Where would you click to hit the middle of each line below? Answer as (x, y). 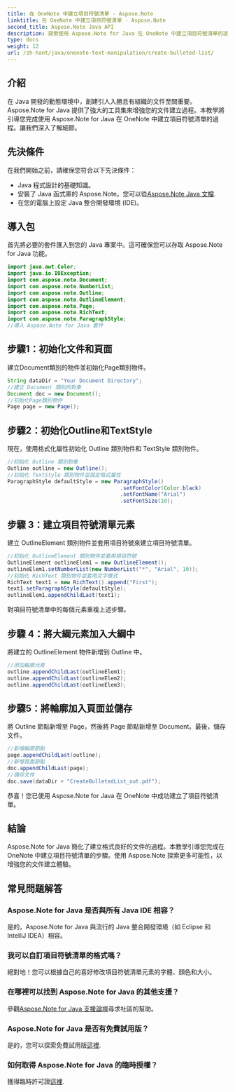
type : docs (23, 40)
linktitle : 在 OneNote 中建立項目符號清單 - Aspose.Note (87, 20)
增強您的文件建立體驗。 (41, 864)
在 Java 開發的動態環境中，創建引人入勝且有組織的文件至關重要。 (102, 101)
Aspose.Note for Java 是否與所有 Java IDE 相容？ (91, 910)
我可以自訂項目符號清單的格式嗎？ (65, 955)
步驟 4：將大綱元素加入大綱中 (71, 634)
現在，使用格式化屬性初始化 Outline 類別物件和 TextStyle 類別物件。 (105, 449)
